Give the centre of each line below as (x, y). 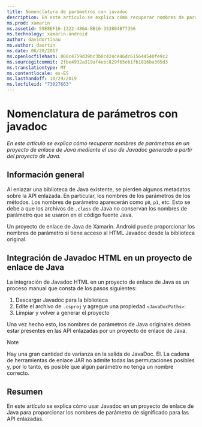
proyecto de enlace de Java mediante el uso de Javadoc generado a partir (100, 149)
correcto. (18, 373)
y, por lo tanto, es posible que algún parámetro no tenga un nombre (90, 366)
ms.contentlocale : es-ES (38, 73)
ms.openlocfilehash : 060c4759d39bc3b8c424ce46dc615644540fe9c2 (88, 56)
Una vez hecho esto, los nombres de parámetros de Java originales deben (99, 324)
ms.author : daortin (31, 46)
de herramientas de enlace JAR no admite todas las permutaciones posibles (101, 360)
